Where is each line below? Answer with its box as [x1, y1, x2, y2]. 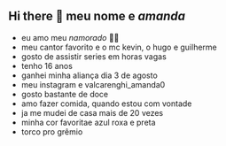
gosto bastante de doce [20, 88, 109, 99]
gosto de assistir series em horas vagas [20, 50, 168, 62]
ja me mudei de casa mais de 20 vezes [20, 107, 164, 118]
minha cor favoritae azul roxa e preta [20, 117, 156, 127]
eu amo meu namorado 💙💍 [20, 32, 120, 42]
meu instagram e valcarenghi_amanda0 [20, 79, 166, 89]
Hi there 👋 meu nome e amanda [8, 9, 185, 24]
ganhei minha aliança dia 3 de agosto [20, 70, 159, 81]
